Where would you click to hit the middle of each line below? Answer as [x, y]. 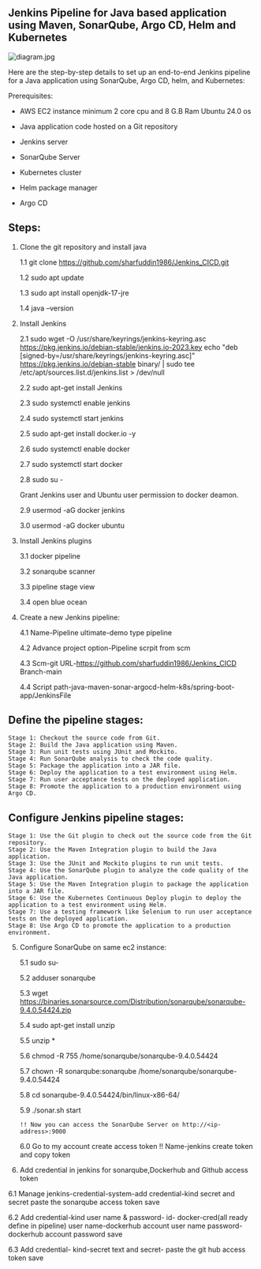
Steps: [24, 228]
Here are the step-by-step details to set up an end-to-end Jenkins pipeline [129, 72]
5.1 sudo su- [39, 962]
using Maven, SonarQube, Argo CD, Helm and [122, 26]
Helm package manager [59, 187]
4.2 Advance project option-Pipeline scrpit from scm [105, 648]
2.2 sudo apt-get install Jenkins [71, 387]
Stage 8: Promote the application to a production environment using [125, 787]
